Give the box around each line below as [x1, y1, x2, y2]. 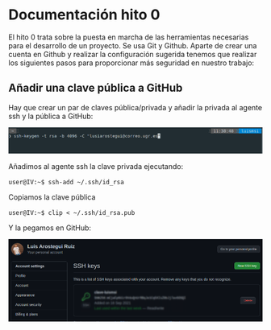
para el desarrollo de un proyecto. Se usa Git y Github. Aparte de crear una [8, 40, 257, 50]
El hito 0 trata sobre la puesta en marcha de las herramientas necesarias [8, 32, 249, 42]
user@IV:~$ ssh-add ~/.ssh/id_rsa [8, 179, 125, 187]
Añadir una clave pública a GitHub [8, 81, 183, 95]
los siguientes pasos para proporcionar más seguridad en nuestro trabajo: [8, 58, 255, 68]
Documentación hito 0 [8, 6, 161, 24]
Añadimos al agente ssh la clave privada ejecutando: [8, 162, 184, 171]
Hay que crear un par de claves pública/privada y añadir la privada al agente [8, 102, 263, 112]
